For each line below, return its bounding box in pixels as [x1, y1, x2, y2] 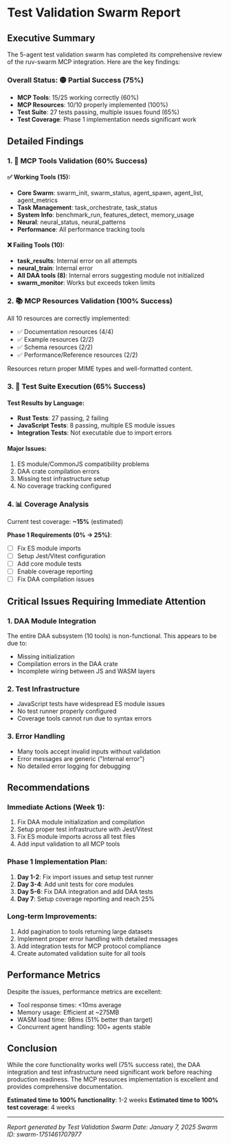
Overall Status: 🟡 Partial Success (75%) [7, 75, 144, 85]
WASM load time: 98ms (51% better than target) [16, 1015, 153, 1024]
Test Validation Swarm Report [7, 5, 181, 21]
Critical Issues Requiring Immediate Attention [7, 595, 206, 607]
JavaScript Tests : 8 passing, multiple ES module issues [16, 421, 175, 430]
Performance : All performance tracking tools [16, 225, 146, 233]
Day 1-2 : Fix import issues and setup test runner [16, 872, 154, 881]
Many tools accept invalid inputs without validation [16, 747, 161, 756]
